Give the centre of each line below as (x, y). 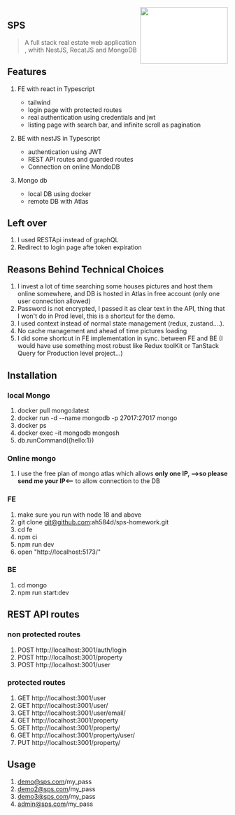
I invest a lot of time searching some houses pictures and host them (115, 286)
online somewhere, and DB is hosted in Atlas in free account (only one (119, 294)
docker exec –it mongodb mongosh (69, 433)
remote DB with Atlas (58, 201)
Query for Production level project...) (70, 354)
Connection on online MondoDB (74, 167)
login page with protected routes (75, 110)
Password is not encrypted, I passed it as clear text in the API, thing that (121, 309)
